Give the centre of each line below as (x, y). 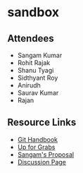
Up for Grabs (36, 147)
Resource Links (42, 123)
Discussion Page (42, 162)
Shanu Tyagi (36, 70)
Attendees (31, 38)
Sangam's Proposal (46, 154)
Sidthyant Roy (38, 78)
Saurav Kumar (38, 93)
